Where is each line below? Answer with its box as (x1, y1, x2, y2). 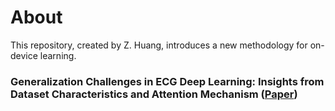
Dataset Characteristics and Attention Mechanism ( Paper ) (10, 87, 298, 101)
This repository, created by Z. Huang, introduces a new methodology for (10, 39, 308, 51)
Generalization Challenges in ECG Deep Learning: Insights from (10, 74, 325, 88)
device (10, 49, 38, 61)
